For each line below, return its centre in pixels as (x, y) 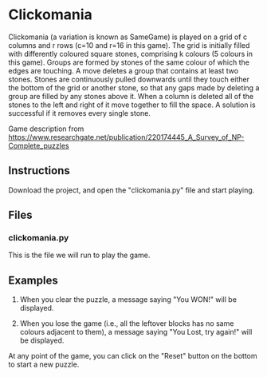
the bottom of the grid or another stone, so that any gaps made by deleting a (134, 87)
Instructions (39, 171)
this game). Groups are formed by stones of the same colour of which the (129, 62)
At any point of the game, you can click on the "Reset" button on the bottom (133, 356)
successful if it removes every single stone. (80, 113)
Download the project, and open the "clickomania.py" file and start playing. (132, 190)
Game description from (46, 129)
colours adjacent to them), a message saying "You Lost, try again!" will (136, 332)
